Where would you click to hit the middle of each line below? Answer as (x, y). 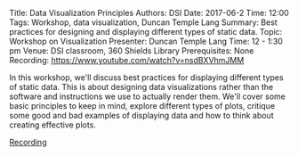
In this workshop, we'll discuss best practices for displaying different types (146, 78)
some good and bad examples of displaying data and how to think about (141, 115)
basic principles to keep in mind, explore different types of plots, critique (142, 106)
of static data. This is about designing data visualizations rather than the (141, 87)
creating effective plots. (52, 125)
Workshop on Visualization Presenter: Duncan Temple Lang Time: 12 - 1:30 (146, 41)
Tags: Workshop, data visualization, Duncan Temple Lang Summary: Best (143, 22)
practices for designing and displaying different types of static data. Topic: (146, 32)
